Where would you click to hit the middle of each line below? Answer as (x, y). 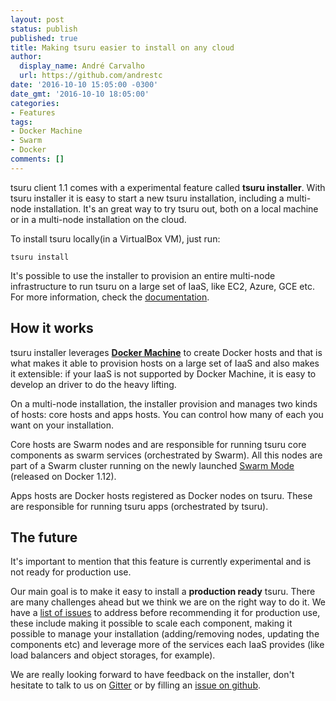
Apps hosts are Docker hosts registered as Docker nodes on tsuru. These (161, 495)
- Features (33, 112)
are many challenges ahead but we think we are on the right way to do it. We (168, 602)
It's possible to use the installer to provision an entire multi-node (143, 275)
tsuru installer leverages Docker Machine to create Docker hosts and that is (166, 352)
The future (44, 537)
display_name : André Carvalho (82, 66)
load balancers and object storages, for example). (113, 655)
